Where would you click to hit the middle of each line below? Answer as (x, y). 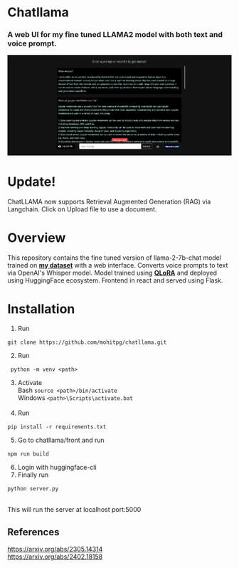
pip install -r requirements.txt (57, 427)
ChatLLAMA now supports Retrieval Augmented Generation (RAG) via (109, 201)
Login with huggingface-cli (57, 468)
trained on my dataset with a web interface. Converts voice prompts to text (118, 265)
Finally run (33, 475)
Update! (32, 182)
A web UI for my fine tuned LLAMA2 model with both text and (115, 35)
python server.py (33, 489)
